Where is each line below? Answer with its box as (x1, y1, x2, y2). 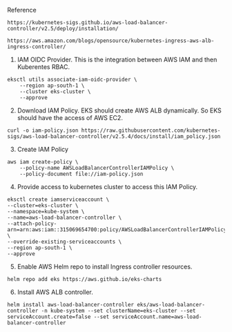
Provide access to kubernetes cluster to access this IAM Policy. (17, 183, 198, 191)
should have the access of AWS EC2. (17, 114, 123, 121)
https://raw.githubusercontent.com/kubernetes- (81, 127, 221, 134)
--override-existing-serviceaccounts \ (7, 238, 122, 245)
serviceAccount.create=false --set (7, 313, 110, 320)
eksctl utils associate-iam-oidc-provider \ (7, 76, 137, 83)
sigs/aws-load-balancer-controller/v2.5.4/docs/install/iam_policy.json (7, 133, 221, 140)
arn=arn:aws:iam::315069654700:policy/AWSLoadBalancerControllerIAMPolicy (7, 226, 227, 233)
